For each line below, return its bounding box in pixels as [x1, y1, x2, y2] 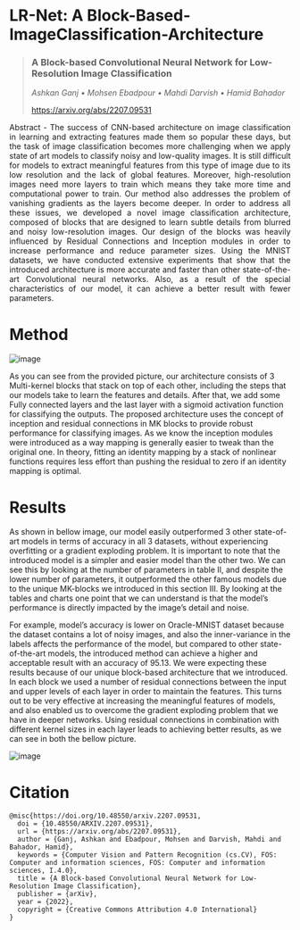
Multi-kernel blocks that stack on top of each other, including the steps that [9, 380, 287, 391]
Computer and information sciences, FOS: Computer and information [9, 859, 266, 868]
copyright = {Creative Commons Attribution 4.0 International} [17, 905, 257, 915]
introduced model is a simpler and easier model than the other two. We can [9, 555, 286, 566]
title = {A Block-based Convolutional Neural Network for [17, 874, 238, 884]
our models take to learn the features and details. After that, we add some [9, 390, 281, 401]
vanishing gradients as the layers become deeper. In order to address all [9, 198, 291, 209]
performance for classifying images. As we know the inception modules [9, 428, 274, 438]
